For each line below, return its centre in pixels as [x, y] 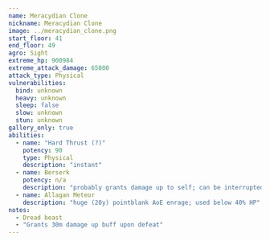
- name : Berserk [43, 173]
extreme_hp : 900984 [41, 61]
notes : [19, 210]
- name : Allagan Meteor [55, 195]
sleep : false [37, 105]
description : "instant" [63, 165]
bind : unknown [39, 90]
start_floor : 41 [35, 38]
